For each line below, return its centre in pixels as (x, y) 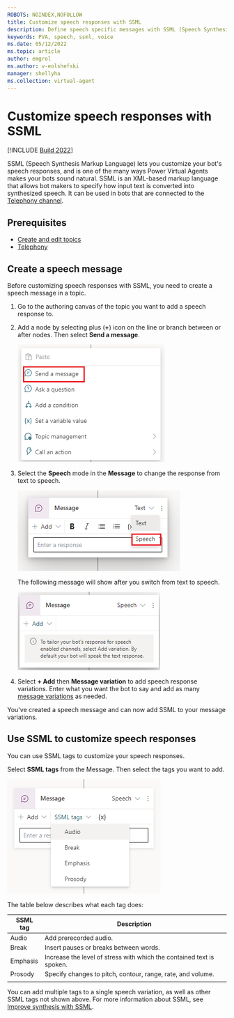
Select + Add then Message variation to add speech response (107, 681)
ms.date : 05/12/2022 (37, 44)
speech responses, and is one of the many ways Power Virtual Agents (108, 171)
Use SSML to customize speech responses (102, 739)
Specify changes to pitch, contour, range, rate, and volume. (130, 974)
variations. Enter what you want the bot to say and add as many (108, 689)
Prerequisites (37, 223)
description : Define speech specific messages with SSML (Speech (104, 29)
